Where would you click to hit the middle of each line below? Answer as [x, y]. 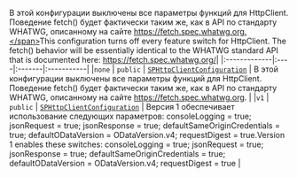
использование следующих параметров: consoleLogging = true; [130, 116]
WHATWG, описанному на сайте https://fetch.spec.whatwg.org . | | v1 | [139, 97]
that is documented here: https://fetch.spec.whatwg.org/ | [114, 60]
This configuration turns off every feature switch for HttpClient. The [163, 41]
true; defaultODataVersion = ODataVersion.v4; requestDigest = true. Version [147, 135]
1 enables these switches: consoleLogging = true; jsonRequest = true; [137, 144]
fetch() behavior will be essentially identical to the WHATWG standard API [144, 50]
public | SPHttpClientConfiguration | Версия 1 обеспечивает [122, 107]
